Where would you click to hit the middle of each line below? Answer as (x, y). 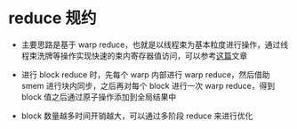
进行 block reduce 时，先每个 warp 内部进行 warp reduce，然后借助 (145, 74)
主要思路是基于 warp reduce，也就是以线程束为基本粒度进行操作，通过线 (155, 44)
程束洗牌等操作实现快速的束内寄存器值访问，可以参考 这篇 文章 (134, 55)
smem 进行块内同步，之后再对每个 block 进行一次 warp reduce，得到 (148, 85)
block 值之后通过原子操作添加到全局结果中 (99, 97)
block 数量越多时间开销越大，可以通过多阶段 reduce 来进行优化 (137, 116)
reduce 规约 (52, 18)
